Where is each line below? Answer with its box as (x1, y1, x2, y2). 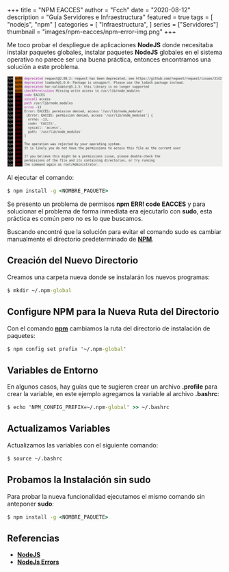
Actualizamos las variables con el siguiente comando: (7, 441, 159, 449)
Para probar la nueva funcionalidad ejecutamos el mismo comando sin (7, 492, 205, 500)
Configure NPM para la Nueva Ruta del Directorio (7, 306, 219, 317)
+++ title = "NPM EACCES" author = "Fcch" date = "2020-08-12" (7, 6, 191, 14)
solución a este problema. (7, 63, 80, 70)
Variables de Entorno (7, 364, 98, 376)
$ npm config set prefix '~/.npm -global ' (7, 346, 127, 352)
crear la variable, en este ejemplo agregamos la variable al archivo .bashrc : (7, 390, 220, 398)
